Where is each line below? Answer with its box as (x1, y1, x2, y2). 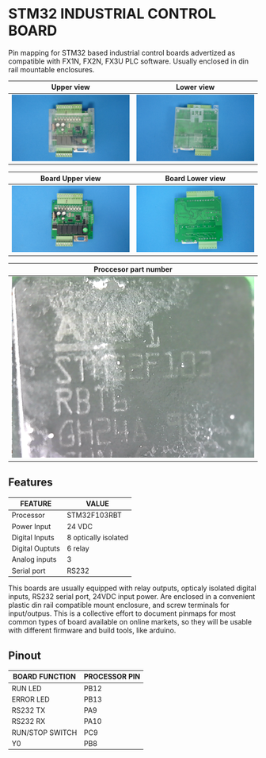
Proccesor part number (93, 265, 173, 274)
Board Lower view (165, 173, 226, 183)
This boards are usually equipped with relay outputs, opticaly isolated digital (8, 583, 256, 593)
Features (8, 476, 53, 489)
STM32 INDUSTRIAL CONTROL (8, 5, 216, 23)
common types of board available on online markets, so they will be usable (8, 617, 252, 627)
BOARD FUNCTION (13, 672, 77, 682)
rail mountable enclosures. (8, 64, 95, 74)
